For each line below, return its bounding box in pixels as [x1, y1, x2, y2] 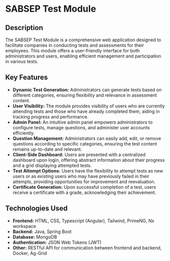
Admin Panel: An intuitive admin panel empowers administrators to [12, 119, 153, 125]
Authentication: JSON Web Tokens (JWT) [12, 239, 101, 245]
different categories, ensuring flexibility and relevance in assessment [12, 92, 157, 98]
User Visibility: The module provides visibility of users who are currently [12, 103, 165, 109]
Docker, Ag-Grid [12, 250, 47, 256]
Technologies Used [5, 204, 67, 213]
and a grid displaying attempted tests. [12, 162, 92, 168]
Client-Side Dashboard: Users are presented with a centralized [12, 151, 146, 158]
